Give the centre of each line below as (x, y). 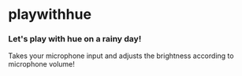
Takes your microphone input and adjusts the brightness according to (121, 56)
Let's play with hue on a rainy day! (75, 39)
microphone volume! (41, 64)
